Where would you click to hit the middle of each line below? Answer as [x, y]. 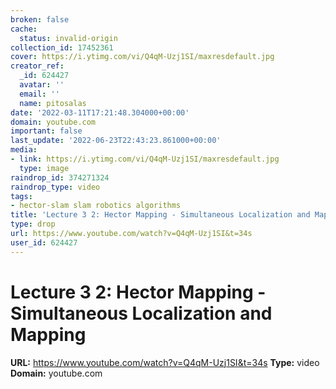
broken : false [40, 19]
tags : [21, 196]
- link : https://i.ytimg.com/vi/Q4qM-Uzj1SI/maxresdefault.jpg [145, 159]
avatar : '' [42, 85]
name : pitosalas [53, 103]
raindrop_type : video [55, 187]
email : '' [39, 94]
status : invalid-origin [68, 38]
